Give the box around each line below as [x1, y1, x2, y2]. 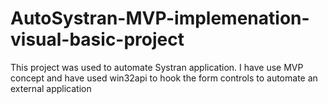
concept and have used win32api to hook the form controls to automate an [10, 72, 318, 84]
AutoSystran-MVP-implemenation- [10, 7, 310, 30]
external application [10, 82, 92, 94]
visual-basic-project [10, 28, 185, 51]
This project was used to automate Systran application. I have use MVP [10, 61, 304, 73]
